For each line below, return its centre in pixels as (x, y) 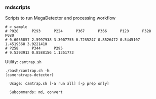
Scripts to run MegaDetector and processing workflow (60, 18)
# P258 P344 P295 (34, 49)
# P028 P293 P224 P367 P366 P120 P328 (78, 31)
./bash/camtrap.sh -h (27, 71)
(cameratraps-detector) (30, 75)
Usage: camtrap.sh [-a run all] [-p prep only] (59, 84)
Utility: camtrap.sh (23, 62)
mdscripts (18, 7)
